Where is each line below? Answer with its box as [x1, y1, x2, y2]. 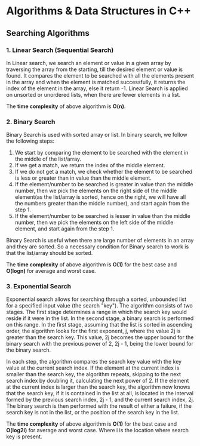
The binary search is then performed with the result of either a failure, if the [6, 402, 192, 410]
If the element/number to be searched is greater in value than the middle [14, 181, 193, 188]
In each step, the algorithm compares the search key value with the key [6, 358, 182, 365]
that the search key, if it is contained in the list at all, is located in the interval [6, 390, 194, 397]
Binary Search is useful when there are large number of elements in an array [6, 237, 194, 244]
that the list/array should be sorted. [6, 250, 93, 257]
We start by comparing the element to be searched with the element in [14, 149, 189, 156]
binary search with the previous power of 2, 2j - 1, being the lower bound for [6, 340, 194, 347]
